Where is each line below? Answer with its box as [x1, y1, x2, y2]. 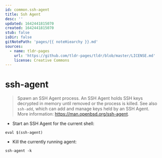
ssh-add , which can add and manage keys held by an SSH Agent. [17, 106, 150, 112]
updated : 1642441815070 [5, 21, 54, 26]
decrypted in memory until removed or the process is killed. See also [17, 101, 158, 107]
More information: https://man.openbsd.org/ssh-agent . [17, 111, 129, 117]
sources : [5, 44, 23, 49]
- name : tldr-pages [9, 48, 50, 53]
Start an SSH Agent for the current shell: [12, 120, 95, 126]
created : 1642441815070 [5, 26, 54, 31]
